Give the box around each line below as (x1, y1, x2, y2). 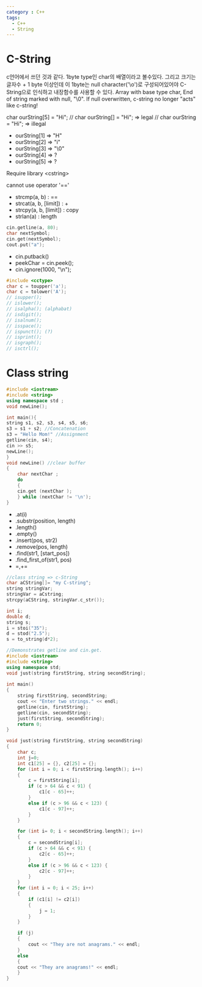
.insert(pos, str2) (15, 537, 58, 544)
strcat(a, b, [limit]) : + (15, 200, 69, 208)
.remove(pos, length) (15, 543, 68, 550)
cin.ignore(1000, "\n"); (15, 266, 71, 273)
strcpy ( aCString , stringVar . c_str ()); (6, 597, 105, 603)
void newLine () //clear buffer (6, 460, 86, 466)
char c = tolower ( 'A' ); (6, 289, 67, 295)
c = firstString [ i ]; (28, 778, 81, 784)
